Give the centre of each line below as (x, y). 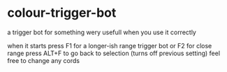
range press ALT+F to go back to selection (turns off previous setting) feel (114, 53)
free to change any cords (44, 60)
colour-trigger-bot (62, 13)
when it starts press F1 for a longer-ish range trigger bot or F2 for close (110, 45)
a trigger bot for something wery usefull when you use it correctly (102, 32)
